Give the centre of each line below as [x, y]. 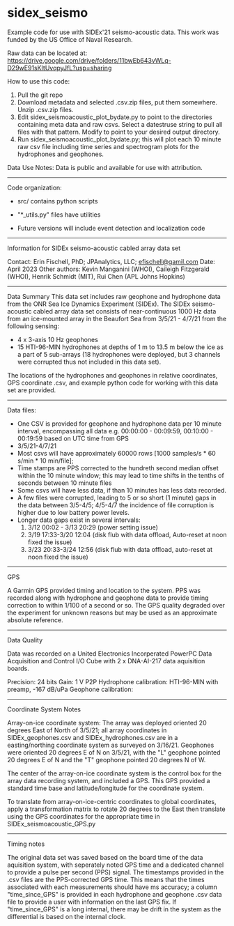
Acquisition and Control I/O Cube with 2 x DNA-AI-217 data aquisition [106, 661]
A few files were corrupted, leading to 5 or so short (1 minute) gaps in [117, 497]
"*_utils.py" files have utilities [59, 215]
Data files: [22, 410]
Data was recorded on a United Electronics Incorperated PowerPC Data [110, 654]
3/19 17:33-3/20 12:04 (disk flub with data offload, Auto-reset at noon [127, 534]
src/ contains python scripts [57, 201]
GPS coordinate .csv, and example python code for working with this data [113, 383]
